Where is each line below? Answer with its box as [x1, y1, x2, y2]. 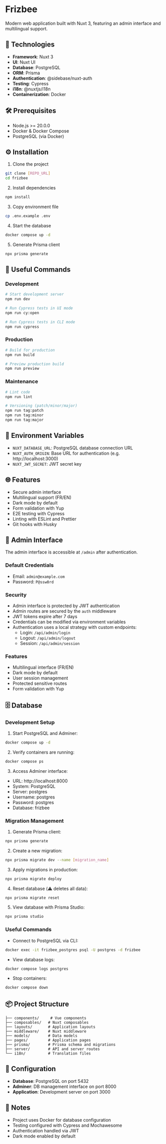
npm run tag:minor [5, 413, 44, 418]
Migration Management [5, 817, 64, 824]
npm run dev [5, 296, 30, 302]
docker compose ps [5, 759, 44, 764]
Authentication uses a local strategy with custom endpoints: [12, 624, 137, 630]
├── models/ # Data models [5, 1033, 78, 1038]
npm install [5, 194, 30, 200]
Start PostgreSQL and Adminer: [12, 730, 78, 736]
